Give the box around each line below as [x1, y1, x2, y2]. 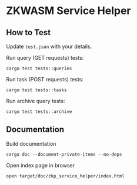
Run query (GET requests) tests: [6, 54, 84, 61]
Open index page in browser [6, 162, 75, 169]
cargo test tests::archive [6, 109, 72, 115]
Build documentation [6, 140, 56, 147]
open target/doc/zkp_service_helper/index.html [6, 173, 125, 179]
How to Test [6, 28, 51, 37]
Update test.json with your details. [6, 43, 92, 50]
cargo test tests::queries [6, 66, 72, 71]
